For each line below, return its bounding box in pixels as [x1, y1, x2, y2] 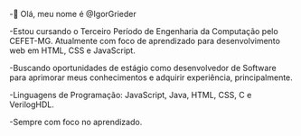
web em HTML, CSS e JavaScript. [9, 45, 136, 56]
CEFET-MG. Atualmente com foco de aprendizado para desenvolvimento [9, 36, 280, 46]
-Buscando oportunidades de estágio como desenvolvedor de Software [9, 63, 277, 73]
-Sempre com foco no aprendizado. [9, 117, 143, 127]
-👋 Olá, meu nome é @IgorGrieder [9, 9, 137, 19]
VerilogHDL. [9, 99, 54, 110]
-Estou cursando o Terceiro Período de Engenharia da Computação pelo [9, 26, 278, 36]
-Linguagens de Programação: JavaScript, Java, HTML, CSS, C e [9, 90, 252, 100]
